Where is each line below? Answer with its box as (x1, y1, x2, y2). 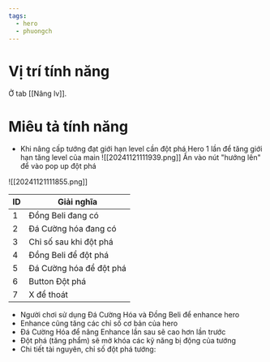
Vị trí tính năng (8, 62, 110, 80)
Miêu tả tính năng (8, 117, 128, 136)
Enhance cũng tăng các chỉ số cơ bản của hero (19, 318, 178, 329)
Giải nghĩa (58, 196, 98, 208)
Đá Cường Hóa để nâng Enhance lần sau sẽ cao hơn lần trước (19, 327, 226, 337)
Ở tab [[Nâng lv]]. (8, 88, 67, 98)
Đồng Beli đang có (28, 210, 99, 222)
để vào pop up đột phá (19, 162, 96, 171)
